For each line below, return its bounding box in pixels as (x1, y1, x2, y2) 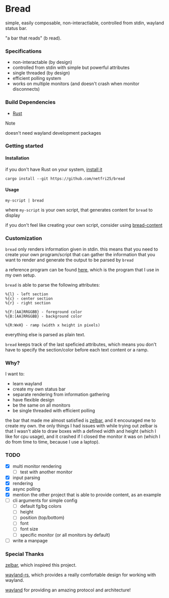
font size (20, 526, 39, 532)
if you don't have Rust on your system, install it (5, 166, 102, 172)
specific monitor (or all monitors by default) (20, 532, 110, 538)
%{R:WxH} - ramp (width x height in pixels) (5, 323, 100, 328)
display (5, 212, 20, 218)
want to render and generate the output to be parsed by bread (5, 257, 134, 263)
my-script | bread (5, 198, 44, 203)
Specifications (5, 48, 42, 55)
